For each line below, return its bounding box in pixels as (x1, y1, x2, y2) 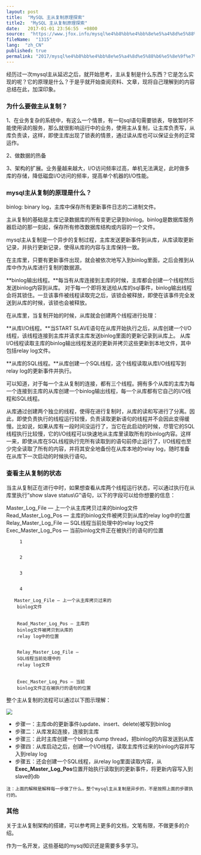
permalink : (6, 53, 33, 59)
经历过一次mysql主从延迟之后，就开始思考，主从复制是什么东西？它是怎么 (6, 70, 189, 78)
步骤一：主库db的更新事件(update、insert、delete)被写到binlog (14, 720, 171, 727)
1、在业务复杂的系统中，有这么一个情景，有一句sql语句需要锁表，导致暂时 (6, 116, 189, 123)
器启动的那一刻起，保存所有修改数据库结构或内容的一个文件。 (6, 223, 159, 231)
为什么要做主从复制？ (6, 102, 68, 110)
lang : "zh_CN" (6, 43, 44, 49)
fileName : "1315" (6, 37, 52, 43)
